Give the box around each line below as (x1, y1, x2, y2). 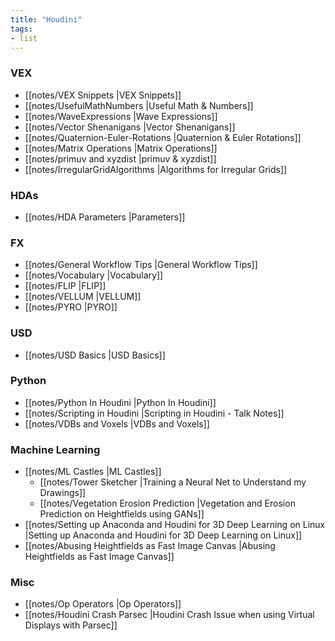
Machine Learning (10, 442, 101, 456)
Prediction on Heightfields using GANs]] (39, 508, 205, 520)
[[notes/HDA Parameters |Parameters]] (24, 211, 186, 223)
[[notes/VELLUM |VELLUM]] (24, 291, 142, 303)
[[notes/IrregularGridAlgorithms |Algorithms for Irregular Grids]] (24, 163, 288, 175)
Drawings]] (39, 487, 87, 499)
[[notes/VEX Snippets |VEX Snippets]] (24, 89, 182, 101)
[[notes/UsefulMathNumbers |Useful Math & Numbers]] (24, 99, 254, 111)
